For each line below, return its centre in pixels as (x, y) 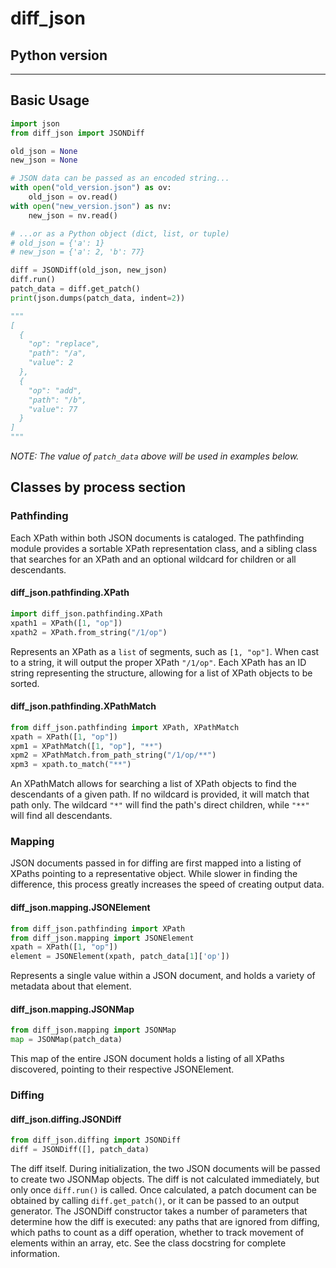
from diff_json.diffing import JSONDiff (96, 1140)
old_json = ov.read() (73, 197)
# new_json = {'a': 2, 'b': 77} (77, 252)
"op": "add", (55, 390)
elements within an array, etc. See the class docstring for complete (148, 1243)
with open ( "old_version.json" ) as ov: (91, 188)
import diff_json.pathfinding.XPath (86, 613)
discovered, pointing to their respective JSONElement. (122, 1069)
